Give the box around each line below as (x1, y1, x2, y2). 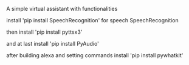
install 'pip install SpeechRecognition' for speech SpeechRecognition (6, 17, 179, 23)
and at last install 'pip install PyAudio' (6, 40, 99, 47)
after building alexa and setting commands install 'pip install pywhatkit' (6, 52, 184, 59)
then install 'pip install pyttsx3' (6, 28, 83, 36)
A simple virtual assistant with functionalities (6, 5, 118, 12)
